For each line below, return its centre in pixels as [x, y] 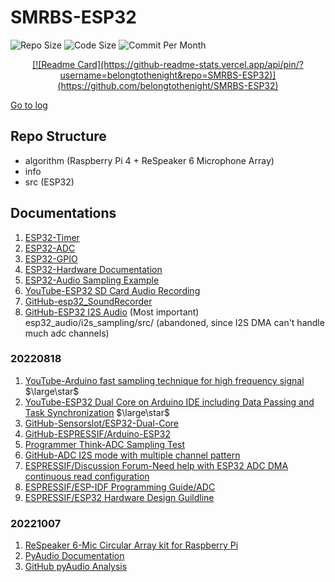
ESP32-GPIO [51, 258]
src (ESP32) [49, 182]
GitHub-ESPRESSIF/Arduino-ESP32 [97, 433]
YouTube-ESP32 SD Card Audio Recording [112, 290]
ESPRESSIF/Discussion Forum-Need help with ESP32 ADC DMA [156, 465]
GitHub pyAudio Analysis [76, 567]
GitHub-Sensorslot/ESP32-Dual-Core [102, 423]
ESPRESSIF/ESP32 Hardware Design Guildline [119, 497]
